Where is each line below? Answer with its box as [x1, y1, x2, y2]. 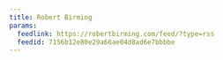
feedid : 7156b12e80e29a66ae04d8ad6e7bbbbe [17, 37, 175, 47]
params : [9, 21, 38, 30]
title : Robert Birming [9, 12, 93, 22]
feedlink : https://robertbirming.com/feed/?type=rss [17, 29, 215, 38]
